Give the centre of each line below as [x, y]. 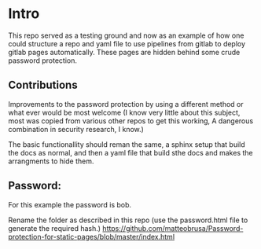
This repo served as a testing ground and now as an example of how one [126, 35]
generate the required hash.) [54, 228]
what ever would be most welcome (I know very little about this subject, [124, 112]
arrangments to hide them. [51, 161]
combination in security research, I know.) [76, 129]
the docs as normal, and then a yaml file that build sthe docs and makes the [130, 152]
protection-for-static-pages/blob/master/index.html [92, 236]
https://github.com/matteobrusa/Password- [173, 228]
